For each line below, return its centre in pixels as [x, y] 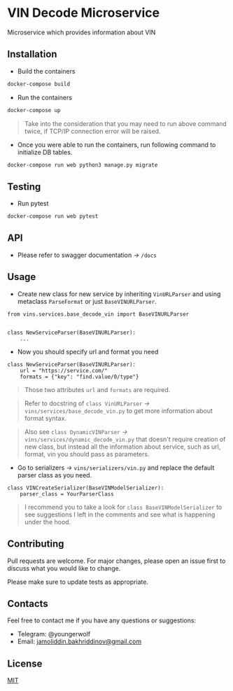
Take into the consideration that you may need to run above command [126, 123]
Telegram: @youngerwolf [54, 634]
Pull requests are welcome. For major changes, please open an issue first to [116, 561]
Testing [24, 187]
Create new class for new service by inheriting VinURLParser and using [119, 294]
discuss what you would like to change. [64, 568]
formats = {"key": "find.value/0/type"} [79, 377]
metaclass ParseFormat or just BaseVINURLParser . [87, 301]
